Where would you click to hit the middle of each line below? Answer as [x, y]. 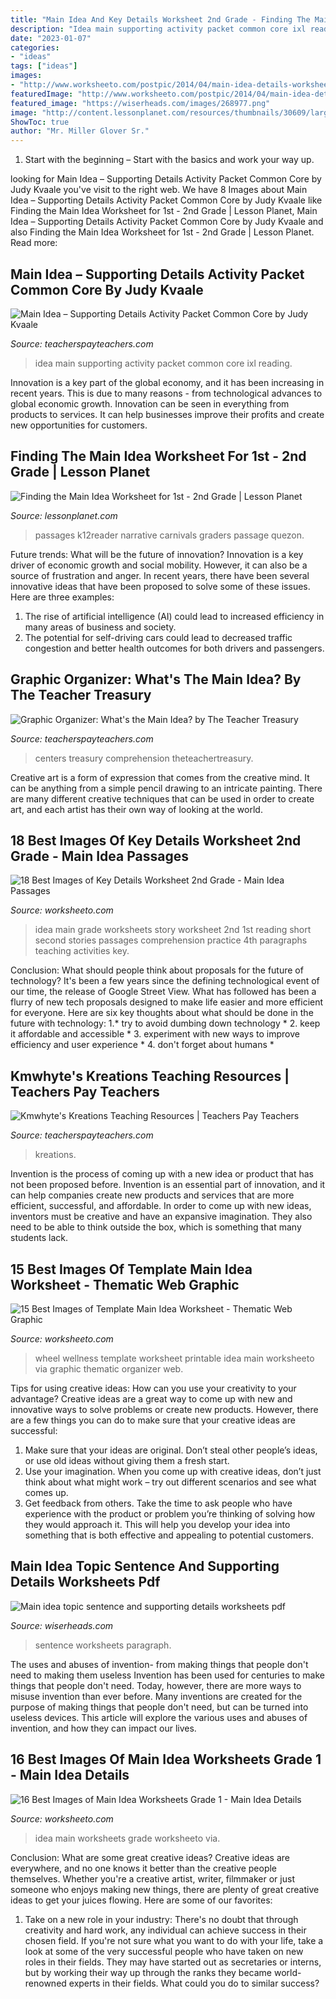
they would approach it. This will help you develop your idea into [157, 1524]
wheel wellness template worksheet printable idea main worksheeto [174, 1358]
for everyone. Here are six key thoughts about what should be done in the [162, 1013]
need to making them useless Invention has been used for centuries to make [167, 1675]
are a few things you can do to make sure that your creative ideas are [153, 1420]
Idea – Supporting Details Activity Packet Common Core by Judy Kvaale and [167, 222]
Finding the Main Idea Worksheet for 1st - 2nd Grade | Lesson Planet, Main [164, 211]
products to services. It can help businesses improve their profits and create [167, 414]
